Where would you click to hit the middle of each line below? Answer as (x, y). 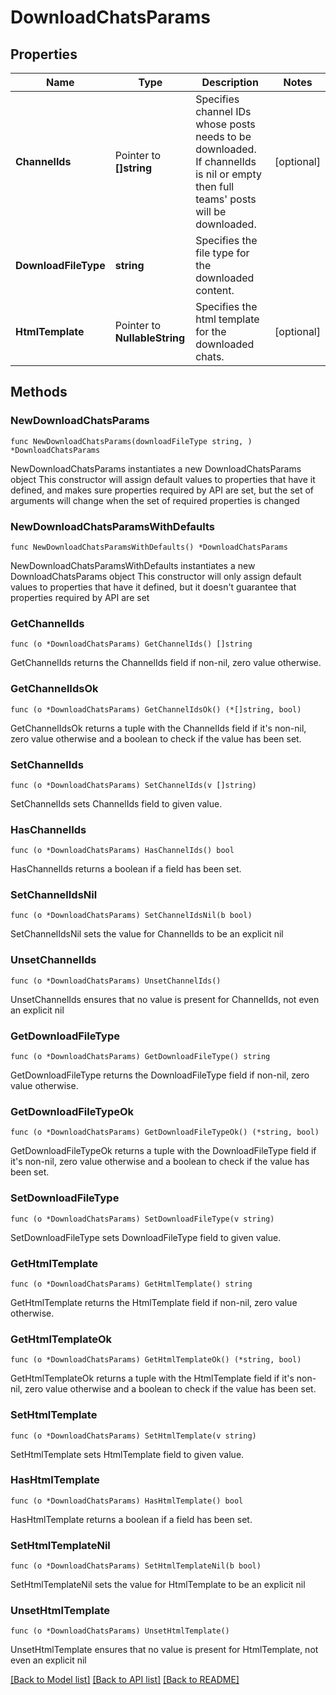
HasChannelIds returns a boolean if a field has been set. (126, 869)
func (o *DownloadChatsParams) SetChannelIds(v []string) (133, 785)
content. (215, 290)
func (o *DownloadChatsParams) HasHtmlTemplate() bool (127, 1501)
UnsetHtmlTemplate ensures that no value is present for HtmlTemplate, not (164, 1650)
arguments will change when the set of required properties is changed (155, 500)
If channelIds (226, 161)
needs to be (223, 136)
